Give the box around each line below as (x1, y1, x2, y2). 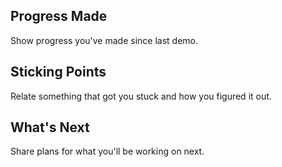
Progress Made (10, 8, 108, 25)
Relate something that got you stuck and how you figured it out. (10, 90, 272, 102)
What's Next (10, 119, 90, 136)
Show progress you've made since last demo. (10, 34, 198, 46)
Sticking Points (10, 64, 107, 81)
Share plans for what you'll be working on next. (10, 145, 205, 158)
